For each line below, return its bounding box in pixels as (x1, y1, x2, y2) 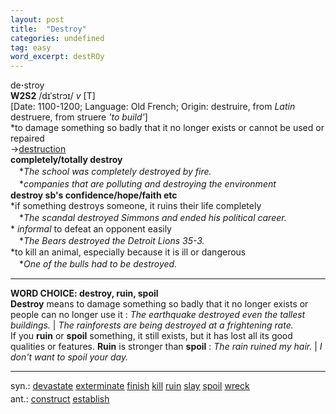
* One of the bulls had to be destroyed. (18, 258, 178, 270)
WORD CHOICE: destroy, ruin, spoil (10, 287, 159, 300)
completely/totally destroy (10, 154, 123, 166)
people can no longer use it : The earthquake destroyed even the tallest (10, 309, 306, 321)
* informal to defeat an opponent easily (10, 223, 172, 235)
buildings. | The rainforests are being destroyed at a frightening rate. (10, 319, 294, 331)
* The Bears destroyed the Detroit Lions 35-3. (18, 235, 205, 247)
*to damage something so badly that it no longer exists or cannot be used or (10, 122, 325, 134)
